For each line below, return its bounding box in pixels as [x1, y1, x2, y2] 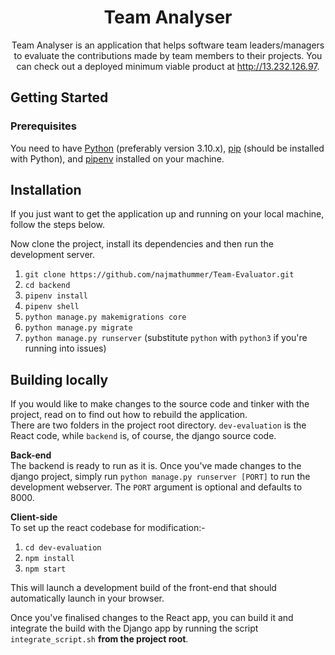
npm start [24, 564, 67, 575]
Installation [10, 182, 82, 199]
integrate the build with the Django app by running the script [10, 622, 259, 635]
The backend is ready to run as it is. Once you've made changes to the [10, 460, 302, 472]
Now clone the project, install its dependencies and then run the [10, 238, 275, 250]
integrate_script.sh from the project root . [10, 633, 189, 645]
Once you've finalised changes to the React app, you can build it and [10, 612, 294, 624]
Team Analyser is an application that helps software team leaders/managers [11, 39, 325, 51]
